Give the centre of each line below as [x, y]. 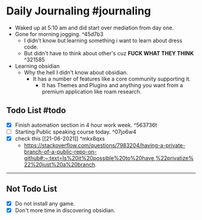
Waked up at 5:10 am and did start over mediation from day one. [94, 28]
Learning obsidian [37, 66]
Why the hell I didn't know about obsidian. [76, 72]
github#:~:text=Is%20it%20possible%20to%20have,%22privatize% [109, 158]
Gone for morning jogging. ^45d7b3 [59, 34]
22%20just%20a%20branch [59, 164]
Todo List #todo [36, 110]
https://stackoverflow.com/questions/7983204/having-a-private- [105, 145]
